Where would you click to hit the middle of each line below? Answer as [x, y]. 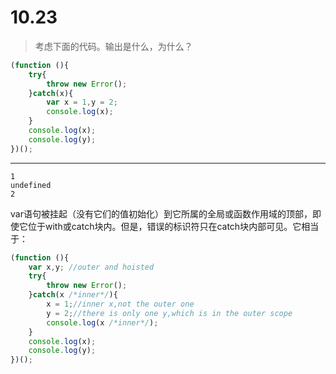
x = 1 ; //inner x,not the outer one [120, 304]
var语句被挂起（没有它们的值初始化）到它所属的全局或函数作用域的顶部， [161, 213]
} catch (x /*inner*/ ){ [73, 295]
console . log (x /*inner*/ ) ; [102, 322]
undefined [31, 185]
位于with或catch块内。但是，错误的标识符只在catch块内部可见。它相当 [173, 226]
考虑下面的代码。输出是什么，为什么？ [113, 46]
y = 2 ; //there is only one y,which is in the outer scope [169, 313]
